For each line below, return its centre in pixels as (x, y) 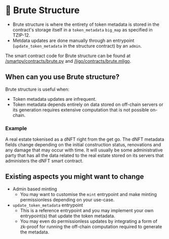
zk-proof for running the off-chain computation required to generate (91, 226)
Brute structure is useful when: (37, 89)
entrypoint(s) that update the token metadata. (68, 216)
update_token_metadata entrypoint (48, 205)
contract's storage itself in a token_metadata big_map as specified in (82, 29)
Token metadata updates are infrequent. (54, 99)
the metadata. (35, 232)
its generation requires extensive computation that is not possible (81, 110)
